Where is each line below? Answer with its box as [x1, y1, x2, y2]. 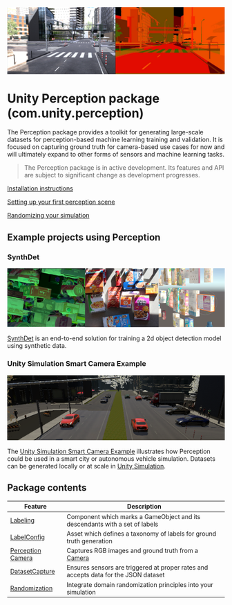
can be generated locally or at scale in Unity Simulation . [7, 462, 166, 470]
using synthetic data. [7, 342, 67, 350]
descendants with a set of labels [66, 520, 159, 528]
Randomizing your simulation [7, 211, 90, 220]
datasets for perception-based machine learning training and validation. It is [7, 135, 223, 144]
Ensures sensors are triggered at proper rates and [66, 563, 209, 572]
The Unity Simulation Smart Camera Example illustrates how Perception [7, 447, 211, 455]
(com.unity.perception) [7, 105, 144, 121]
